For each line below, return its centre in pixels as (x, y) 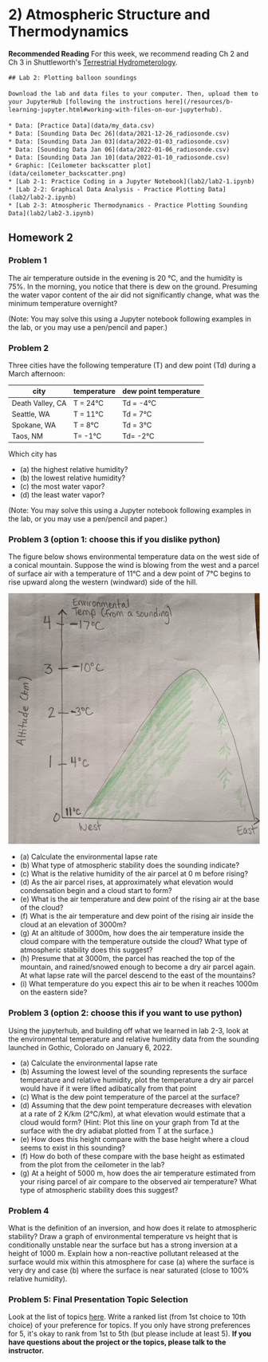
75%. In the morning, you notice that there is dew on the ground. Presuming (133, 286)
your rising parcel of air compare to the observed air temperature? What (138, 1181)
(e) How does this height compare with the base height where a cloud (134, 1139)
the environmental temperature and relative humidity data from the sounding (134, 1039)
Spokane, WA (34, 425)
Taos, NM (28, 436)
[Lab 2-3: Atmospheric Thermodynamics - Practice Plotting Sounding (132, 205)
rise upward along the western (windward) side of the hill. (103, 582)
